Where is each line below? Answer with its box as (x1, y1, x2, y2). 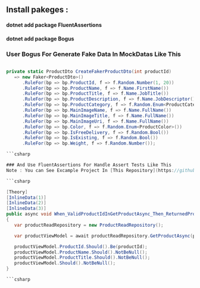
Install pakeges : (6, 5, 68, 15)
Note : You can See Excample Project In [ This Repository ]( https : (6, 167, 174, 173)
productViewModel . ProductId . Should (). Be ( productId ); (14, 243, 148, 249)
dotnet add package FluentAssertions (6, 21, 102, 29)
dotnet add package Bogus (6, 35, 74, 42)
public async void (6, 211, 52, 217)
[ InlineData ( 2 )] (6, 200, 46, 206)
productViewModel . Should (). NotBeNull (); (14, 260, 116, 267)
